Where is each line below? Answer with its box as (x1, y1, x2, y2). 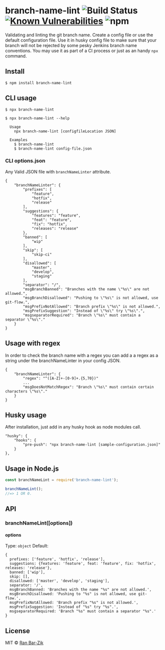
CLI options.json (5, 158, 46, 164)
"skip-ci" (31, 252, 52, 257)
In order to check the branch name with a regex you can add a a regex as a (5, 352, 159, 358)
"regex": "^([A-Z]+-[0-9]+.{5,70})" (23, 376, 99, 381)
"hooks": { (14, 438, 37, 443)
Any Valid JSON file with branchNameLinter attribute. (5, 168, 111, 174)
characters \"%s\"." (5, 389, 48, 394)
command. (5, 53, 27, 59)
